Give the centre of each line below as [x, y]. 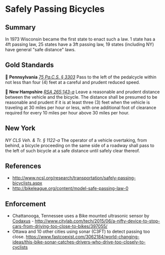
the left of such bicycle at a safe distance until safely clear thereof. [73, 150]
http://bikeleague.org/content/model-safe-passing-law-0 [70, 188]
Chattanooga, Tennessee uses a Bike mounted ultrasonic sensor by [81, 216]
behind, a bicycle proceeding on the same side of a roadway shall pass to [80, 145]
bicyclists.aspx [27, 183]
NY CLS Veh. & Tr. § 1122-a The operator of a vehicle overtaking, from [76, 140]
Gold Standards [30, 65]
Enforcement [25, 204]
